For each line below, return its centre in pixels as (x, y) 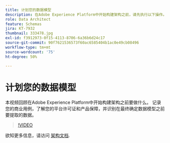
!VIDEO (25, 125)
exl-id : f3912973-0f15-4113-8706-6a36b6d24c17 (55, 38)
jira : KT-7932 (20, 29)
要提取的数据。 (21, 115)
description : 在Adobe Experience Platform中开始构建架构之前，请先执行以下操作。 (86, 15)
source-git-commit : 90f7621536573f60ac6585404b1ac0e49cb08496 (72, 43)
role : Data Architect (28, 19)
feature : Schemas (24, 24)
